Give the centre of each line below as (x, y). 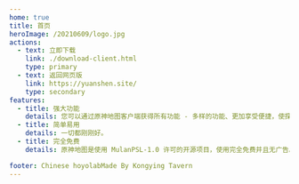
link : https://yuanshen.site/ (81, 84)
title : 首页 (30, 26)
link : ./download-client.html (81, 59)
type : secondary (56, 92)
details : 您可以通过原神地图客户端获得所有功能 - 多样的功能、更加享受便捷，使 (155, 116)
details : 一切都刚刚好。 (67, 133)
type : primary (51, 68)
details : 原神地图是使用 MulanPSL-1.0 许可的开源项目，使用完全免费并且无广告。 (161, 149)
